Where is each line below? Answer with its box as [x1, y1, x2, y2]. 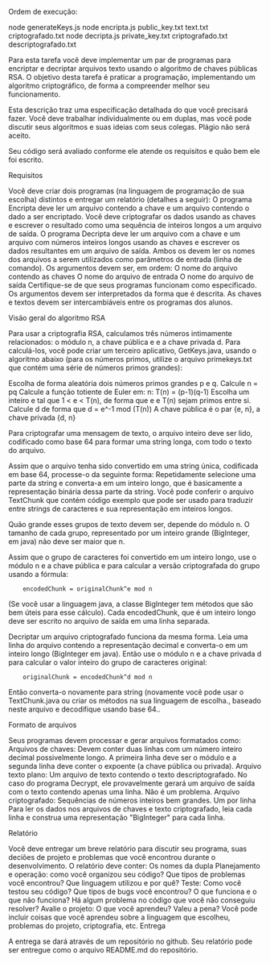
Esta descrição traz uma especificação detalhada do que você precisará [8, 105, 248, 114]
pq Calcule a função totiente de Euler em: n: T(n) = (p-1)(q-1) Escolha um [8, 387, 250, 396]
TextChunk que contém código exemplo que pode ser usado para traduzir [8, 496, 253, 504]
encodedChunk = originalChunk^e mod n [22, 585, 153, 593]
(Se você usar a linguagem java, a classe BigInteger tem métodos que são [8, 600, 253, 608]
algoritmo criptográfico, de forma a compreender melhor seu [8, 81, 211, 90]
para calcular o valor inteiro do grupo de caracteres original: [8, 658, 207, 667]
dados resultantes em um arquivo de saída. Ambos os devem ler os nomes [8, 246, 256, 255]
